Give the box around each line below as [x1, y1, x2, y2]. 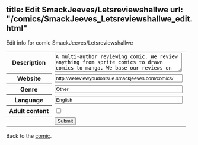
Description [12, 59, 46, 67]
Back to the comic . [6, 132, 52, 139]
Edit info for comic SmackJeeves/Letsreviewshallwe [6, 39, 133, 46]
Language [14, 96, 43, 105]
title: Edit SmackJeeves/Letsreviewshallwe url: [6, 5, 184, 15]
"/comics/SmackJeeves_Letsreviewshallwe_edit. [6, 14, 193, 24]
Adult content [9, 107, 49, 115]
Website [17, 74, 41, 83]
